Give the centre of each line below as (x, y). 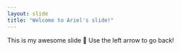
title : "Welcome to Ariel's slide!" (60, 20)
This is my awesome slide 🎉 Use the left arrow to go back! (91, 40)
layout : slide (28, 14)
